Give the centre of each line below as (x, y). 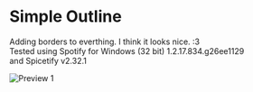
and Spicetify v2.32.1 (48, 60)
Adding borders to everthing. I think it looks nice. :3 (105, 41)
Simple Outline (66, 17)
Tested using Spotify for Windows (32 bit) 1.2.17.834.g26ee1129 (127, 51)
